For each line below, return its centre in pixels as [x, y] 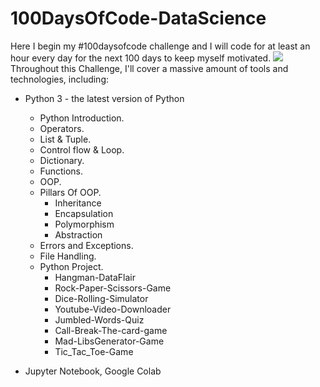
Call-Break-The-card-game [111, 330]
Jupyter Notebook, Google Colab [93, 371]
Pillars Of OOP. [70, 192]
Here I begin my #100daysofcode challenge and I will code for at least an [160, 46]
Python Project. [71, 266]
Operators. [62, 128]
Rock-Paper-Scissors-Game [113, 288]
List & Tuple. [65, 139]
